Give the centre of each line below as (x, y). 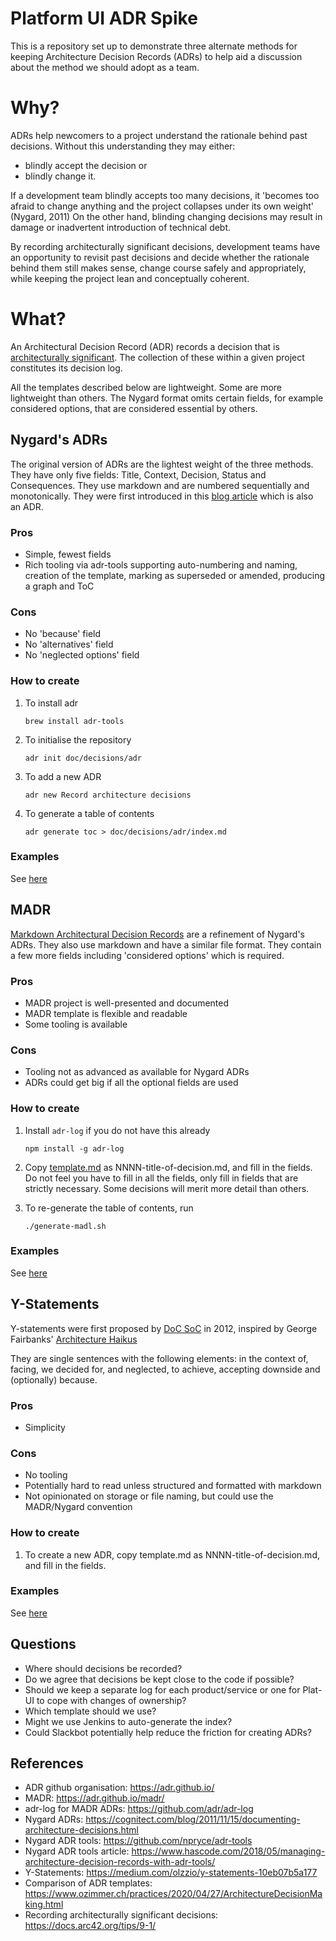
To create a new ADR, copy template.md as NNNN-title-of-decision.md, (172, 1554)
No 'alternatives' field (69, 644)
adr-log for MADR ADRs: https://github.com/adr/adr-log (139, 1809)
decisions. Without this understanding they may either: (123, 146)
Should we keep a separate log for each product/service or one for (162, 1689)
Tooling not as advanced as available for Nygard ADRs (137, 1072)
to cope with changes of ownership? (111, 1700)
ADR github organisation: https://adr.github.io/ (119, 1788)
